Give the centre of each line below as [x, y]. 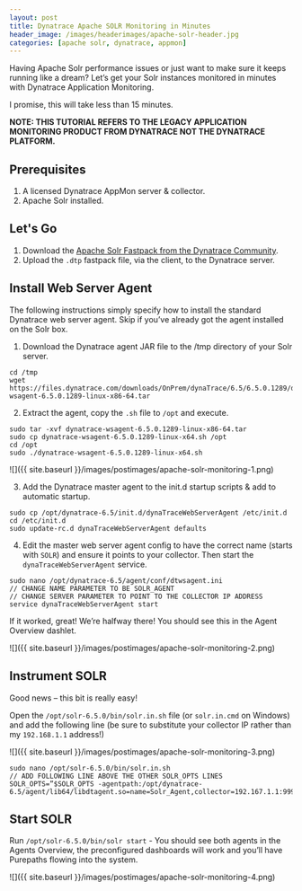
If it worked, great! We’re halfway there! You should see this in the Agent [143, 621]
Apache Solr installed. [63, 201]
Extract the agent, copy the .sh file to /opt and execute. [125, 412]
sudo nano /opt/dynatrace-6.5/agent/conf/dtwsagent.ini [116, 580]
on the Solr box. [39, 329]
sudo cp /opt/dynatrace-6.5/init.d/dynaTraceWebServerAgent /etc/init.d [148, 513]
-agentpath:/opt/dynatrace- [150, 784]
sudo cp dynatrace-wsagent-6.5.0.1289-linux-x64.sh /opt [118, 437]
